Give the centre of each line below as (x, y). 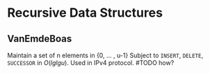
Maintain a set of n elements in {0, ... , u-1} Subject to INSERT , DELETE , (105, 55)
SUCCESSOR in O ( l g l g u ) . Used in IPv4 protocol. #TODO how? (91, 63)
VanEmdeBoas (40, 39)
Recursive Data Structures (85, 13)
